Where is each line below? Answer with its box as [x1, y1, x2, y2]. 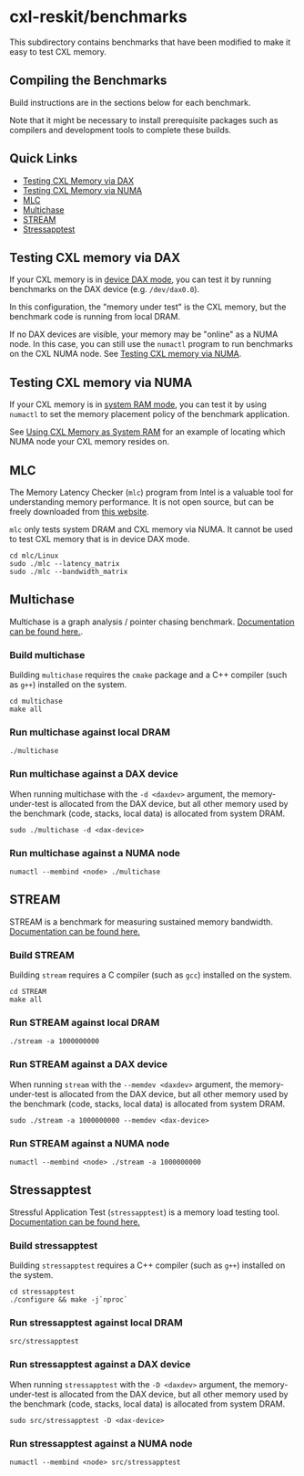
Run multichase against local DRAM [9, 726, 171, 738]
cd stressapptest [9, 1287, 76, 1297]
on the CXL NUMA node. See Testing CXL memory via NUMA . [9, 349, 242, 360]
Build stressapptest [9, 1239, 98, 1251]
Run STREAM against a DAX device [9, 1058, 168, 1071]
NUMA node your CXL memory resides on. [9, 436, 170, 447]
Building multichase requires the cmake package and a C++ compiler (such [9, 669, 288, 681]
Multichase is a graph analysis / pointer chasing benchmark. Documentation [9, 616, 295, 627]
